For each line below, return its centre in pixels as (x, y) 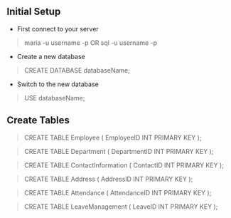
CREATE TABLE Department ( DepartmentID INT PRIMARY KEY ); (119, 151)
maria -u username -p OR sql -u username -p (91, 43)
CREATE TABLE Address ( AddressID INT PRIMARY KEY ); (108, 179)
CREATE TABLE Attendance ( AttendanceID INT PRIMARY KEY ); (118, 192)
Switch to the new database (58, 84)
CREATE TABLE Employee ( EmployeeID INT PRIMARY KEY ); (113, 137)
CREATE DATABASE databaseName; (77, 70)
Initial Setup (34, 12)
